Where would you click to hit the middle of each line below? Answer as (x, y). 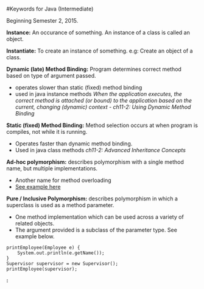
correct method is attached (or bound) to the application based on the (104, 101)
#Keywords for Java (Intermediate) (50, 9)
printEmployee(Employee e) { (43, 247)
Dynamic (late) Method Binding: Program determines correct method (94, 69)
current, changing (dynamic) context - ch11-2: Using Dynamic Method (103, 107)
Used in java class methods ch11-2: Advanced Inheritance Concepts (100, 150)
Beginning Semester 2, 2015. (42, 20)
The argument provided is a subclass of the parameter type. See (96, 230)
